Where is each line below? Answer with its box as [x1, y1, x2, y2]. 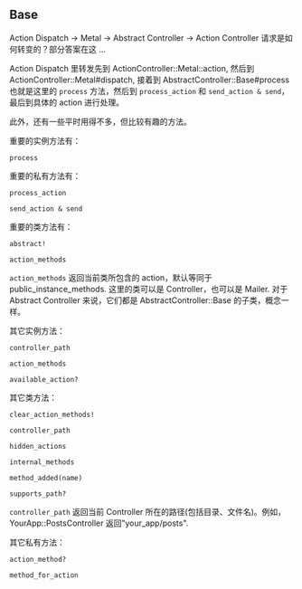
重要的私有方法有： [9, 170, 81, 181]
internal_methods [9, 457, 75, 467]
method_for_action [9, 570, 79, 580]
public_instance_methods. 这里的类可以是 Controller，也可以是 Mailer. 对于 [9, 283, 288, 294]
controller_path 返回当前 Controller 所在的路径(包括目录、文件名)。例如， [9, 506, 287, 517]
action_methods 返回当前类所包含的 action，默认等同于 [9, 271, 212, 283]
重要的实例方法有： [9, 135, 81, 146]
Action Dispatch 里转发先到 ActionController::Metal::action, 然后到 [9, 62, 255, 73]
